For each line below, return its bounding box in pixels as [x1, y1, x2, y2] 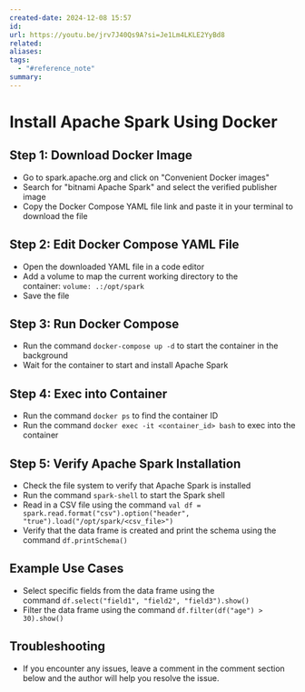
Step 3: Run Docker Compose [9, 316, 180, 332]
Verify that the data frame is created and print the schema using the [22, 525, 277, 536]
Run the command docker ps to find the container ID [22, 410, 219, 421]
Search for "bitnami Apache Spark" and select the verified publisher [22, 181, 278, 192]
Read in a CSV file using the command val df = [22, 499, 202, 510]
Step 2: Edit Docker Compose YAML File [9, 237, 240, 253]
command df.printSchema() [22, 535, 128, 546]
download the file [22, 210, 88, 221]
